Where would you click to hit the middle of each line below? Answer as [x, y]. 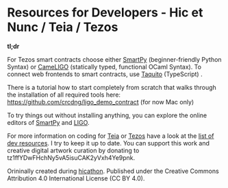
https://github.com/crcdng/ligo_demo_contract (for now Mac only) [101, 102]
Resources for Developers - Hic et [105, 13]
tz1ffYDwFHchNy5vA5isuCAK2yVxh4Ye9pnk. [71, 157]
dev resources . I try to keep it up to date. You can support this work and [109, 143]
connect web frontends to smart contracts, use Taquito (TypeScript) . [105, 74]
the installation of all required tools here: [64, 95]
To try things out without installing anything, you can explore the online [107, 115]
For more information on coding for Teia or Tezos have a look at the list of [111, 136]
